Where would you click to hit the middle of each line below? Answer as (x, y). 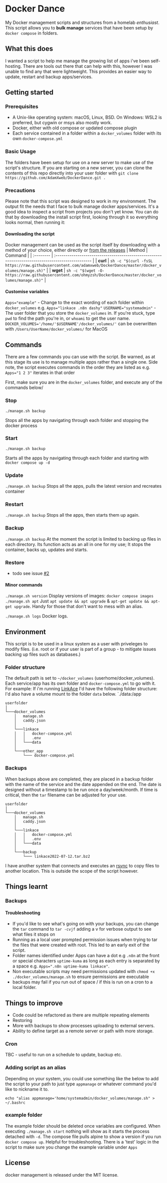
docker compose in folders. (32, 33)
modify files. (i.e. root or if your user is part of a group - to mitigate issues (81, 649)
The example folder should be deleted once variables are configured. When (83, 1126)
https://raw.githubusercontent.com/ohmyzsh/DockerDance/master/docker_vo (83, 275)
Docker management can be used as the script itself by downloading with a (83, 245)
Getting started (29, 93)
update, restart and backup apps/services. (49, 77)
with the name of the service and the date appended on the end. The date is (83, 784)
